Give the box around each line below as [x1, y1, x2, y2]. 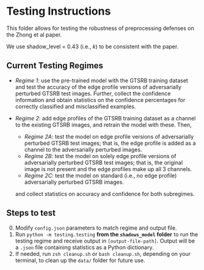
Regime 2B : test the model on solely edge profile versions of [24, 152, 177, 159]
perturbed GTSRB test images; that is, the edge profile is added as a [24, 139, 196, 147]
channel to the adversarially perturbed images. [24, 145, 142, 153]
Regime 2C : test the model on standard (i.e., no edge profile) [24, 172, 177, 179]
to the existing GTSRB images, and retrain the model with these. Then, [15, 121, 192, 128]
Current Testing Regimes [6, 60, 104, 71]
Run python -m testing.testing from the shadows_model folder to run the [15, 230, 199, 238]
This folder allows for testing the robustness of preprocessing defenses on [6, 24, 194, 32]
